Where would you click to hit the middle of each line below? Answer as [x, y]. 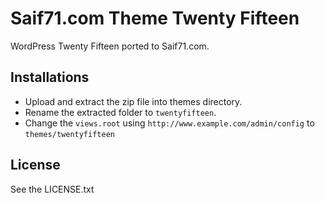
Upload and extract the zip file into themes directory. [133, 101]
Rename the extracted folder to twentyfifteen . [120, 112]
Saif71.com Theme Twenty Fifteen [155, 18]
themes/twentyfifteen [69, 134]
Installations [50, 77]
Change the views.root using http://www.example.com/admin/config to [169, 123]
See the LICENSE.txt [52, 189]
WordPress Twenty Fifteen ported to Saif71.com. [110, 46]
